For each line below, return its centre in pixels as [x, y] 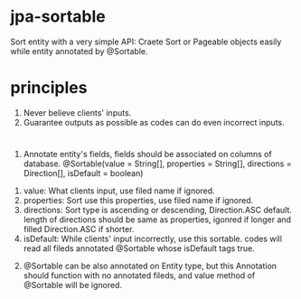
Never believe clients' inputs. [77, 112]
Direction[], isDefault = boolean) [83, 173]
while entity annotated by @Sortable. [79, 51]
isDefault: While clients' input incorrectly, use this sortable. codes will [153, 239]
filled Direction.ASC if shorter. [79, 229]
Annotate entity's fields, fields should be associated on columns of [147, 154]
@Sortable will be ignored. [73, 285]
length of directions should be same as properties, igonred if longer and [157, 220]
